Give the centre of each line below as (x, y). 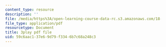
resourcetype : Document (30, 28)
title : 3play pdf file (28, 32)
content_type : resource (30, 10)
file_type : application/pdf (34, 23)
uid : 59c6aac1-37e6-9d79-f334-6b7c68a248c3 (51, 37)
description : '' (22, 14)
